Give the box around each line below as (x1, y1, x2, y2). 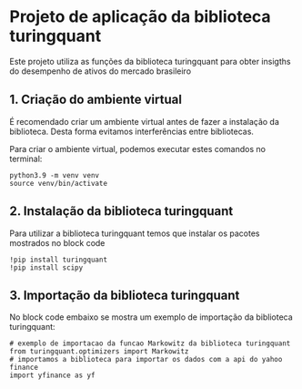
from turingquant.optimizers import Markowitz (9, 347, 189, 356)
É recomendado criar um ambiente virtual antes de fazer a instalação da (9, 116, 280, 127)
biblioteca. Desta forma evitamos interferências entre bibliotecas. (9, 126, 255, 137)
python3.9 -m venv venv (9, 170, 100, 179)
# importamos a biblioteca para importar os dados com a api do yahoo (9, 355, 283, 364)
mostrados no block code (9, 237, 106, 248)
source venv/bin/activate (9, 179, 107, 188)
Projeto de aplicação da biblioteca (9, 6, 271, 27)
